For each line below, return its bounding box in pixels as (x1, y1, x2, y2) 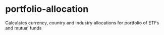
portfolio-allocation (5, 3, 89, 15)
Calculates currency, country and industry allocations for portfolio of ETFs (5, 20, 159, 26)
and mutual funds (5, 25, 42, 31)
